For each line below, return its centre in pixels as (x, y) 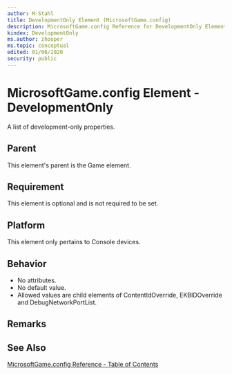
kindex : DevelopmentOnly (43, 33)
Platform (26, 225)
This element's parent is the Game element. (69, 165)
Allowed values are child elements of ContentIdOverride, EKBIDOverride (119, 295)
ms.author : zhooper (35, 39)
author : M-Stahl (30, 13)
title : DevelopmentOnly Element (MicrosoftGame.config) (89, 20)
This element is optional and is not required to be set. (83, 203)
